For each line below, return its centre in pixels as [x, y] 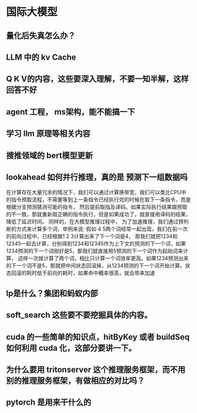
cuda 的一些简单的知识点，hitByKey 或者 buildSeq [98, 337]
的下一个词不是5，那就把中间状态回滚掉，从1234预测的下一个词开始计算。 [96, 266]
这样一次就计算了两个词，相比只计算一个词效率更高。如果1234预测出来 [103, 258]
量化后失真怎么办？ [41, 35]
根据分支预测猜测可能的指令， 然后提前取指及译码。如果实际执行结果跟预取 [97, 207]
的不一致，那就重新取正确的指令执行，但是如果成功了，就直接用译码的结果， [98, 214]
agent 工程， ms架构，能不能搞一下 [71, 112]
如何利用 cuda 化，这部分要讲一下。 [71, 348]
